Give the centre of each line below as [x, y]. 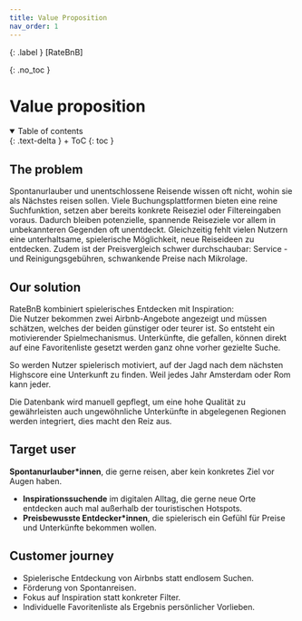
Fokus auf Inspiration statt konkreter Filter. [102, 597]
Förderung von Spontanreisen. [79, 587]
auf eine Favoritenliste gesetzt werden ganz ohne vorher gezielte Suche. [145, 348]
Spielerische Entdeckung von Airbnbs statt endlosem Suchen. [138, 577]
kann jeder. [30, 384]
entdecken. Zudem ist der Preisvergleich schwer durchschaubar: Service [146, 249]
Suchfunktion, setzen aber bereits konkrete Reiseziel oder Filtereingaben [145, 210]
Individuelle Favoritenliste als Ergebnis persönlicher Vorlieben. [139, 606]
